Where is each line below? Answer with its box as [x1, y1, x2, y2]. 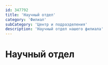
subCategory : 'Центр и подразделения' [5, 21, 88, 27]
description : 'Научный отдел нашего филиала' [5, 27, 103, 32]
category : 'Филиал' [5, 17, 47, 22]
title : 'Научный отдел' [5, 12, 56, 17]
